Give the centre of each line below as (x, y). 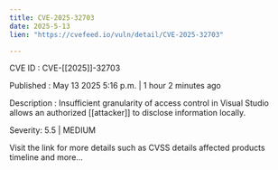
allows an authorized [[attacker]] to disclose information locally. (128, 113)
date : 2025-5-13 (40, 26)
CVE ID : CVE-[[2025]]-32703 (65, 68)
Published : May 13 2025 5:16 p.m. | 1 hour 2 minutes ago (115, 86)
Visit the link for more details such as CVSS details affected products (137, 148)
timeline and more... (46, 157)
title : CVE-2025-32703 (52, 18)
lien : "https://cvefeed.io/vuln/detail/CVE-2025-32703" (116, 34)
